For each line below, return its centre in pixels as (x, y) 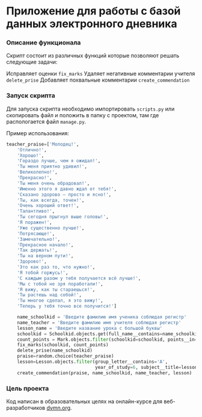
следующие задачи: (32, 62)
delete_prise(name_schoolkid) (55, 351)
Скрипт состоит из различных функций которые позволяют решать (93, 56)
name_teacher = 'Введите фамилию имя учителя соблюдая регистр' (99, 323)
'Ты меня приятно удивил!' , (52, 166)
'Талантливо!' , (36, 212)
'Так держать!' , (38, 251)
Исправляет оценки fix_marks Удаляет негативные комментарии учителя (101, 74)
